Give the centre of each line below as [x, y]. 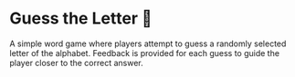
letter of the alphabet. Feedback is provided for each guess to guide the [145, 53]
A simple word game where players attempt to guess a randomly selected [148, 43]
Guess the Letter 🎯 [81, 19]
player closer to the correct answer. [76, 63]
